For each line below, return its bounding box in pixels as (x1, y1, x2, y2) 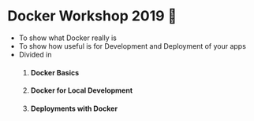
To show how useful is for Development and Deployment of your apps (18, 41, 246, 50)
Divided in (18, 49, 52, 59)
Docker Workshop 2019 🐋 (7, 7, 177, 25)
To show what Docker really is (18, 33, 118, 42)
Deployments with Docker (30, 104, 118, 113)
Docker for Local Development (30, 86, 133, 95)
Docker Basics (30, 68, 80, 77)
